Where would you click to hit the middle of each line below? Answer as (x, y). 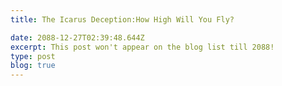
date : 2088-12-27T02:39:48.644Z (77, 37)
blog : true (33, 66)
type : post (33, 56)
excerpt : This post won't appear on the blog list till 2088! (142, 47)
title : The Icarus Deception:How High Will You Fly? (122, 19)
